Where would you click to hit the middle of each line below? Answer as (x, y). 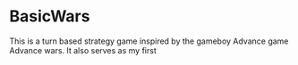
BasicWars (50, 16)
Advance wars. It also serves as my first (83, 50)
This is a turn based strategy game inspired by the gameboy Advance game (149, 41)
